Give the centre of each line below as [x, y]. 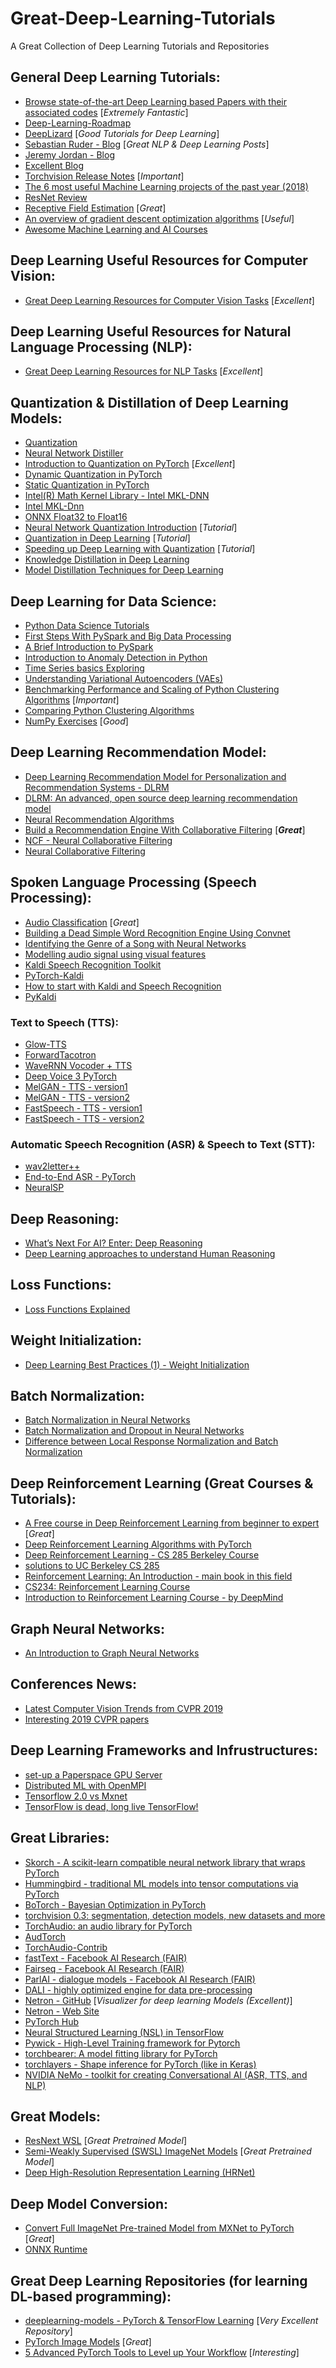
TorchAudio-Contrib [66, 1947]
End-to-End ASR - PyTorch [80, 1177]
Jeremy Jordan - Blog [69, 154]
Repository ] [48, 2331]
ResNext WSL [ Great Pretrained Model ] [106, 2141]
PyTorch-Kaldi [54, 975]
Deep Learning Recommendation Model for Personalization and [155, 776]
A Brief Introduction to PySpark [89, 646]
